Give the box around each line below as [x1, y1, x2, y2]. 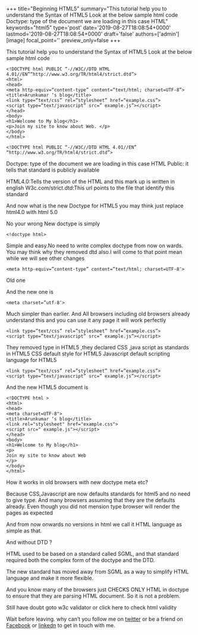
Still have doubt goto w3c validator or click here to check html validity [6, 604, 177, 611]
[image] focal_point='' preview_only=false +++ [6, 37, 121, 44]
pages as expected [6, 509, 54, 516]
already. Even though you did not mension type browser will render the [6, 503, 180, 510]
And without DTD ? [6, 539, 52, 546]
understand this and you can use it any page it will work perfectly [6, 317, 166, 324]
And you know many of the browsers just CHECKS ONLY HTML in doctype [6, 586, 189, 593]
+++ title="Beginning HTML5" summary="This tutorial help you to [6, 5, 168, 12]
